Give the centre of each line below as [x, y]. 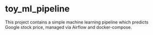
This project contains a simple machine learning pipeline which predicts [77, 22]
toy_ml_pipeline [37, 9]
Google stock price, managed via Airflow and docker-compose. [68, 27]
